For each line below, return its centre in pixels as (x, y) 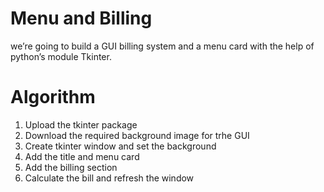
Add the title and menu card (82, 156)
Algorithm (53, 97)
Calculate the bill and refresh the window (109, 178)
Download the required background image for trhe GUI (137, 135)
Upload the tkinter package (81, 124)
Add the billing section (71, 167)
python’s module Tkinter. (61, 56)
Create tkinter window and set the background (120, 146)
